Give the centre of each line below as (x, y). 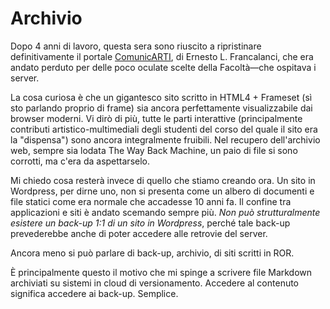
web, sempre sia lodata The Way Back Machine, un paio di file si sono (154, 150)
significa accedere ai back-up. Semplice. (94, 293)
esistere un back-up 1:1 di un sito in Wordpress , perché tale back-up (150, 223)
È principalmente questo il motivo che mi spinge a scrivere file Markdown (161, 272)
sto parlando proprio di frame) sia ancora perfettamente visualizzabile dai (161, 108)
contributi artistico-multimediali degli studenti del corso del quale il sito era (164, 129)
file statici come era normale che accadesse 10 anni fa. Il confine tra (151, 201)
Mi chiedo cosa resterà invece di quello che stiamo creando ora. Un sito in (163, 180)
